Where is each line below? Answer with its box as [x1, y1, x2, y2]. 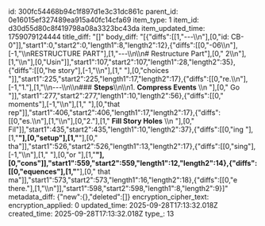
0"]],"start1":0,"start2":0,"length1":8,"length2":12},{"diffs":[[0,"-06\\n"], [8, 40, 238, 50]
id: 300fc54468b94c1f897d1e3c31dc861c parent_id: [8, 7, 179, 16]
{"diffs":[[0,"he [8, 66, 57, 75]
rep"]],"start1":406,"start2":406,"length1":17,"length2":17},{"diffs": [8, 108, 221, 117]
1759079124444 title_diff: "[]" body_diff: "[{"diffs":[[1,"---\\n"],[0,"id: [8, 32, 230, 41]
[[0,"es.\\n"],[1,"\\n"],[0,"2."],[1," [8, 117, 110, 125]
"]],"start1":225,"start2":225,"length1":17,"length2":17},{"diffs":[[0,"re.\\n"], [8, 75, 248, 83]
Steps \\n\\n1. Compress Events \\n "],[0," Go [94, 82, 240, 92]
